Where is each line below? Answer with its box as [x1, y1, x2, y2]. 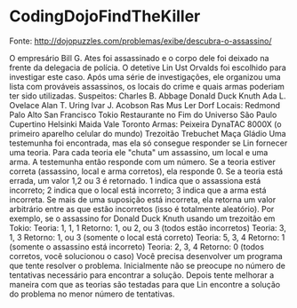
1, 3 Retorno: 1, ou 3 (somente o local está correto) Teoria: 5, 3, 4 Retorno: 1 [9, 232, 285, 242]
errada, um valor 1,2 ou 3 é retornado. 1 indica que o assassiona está [9, 175, 261, 186]
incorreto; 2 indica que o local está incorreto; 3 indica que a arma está [9, 185, 267, 195]
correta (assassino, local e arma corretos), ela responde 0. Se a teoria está [9, 166, 283, 177]
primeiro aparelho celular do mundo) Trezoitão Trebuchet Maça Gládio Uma [9, 128, 286, 138]
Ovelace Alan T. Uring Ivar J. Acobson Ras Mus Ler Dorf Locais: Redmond [9, 99, 281, 110]
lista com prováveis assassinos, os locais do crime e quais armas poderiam [9, 81, 285, 91]
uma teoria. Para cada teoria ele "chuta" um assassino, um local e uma [9, 146, 269, 157]
